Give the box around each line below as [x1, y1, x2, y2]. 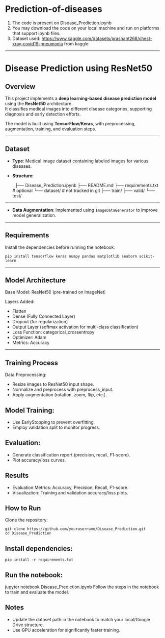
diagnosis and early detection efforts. [5, 111, 81, 117]
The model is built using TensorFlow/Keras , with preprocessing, [5, 120, 136, 126]
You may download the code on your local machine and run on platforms [12, 25, 160, 31]
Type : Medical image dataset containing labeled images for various [12, 158, 149, 164]
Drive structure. [12, 622, 44, 628]
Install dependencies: [5, 544, 73, 553]
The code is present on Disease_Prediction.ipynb [12, 20, 112, 26]
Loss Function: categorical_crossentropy [12, 329, 95, 335]
